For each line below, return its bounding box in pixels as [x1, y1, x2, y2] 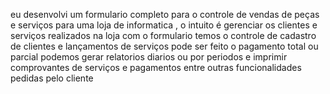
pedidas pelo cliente [10, 72, 94, 84]
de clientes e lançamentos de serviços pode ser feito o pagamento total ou [10, 40, 319, 52]
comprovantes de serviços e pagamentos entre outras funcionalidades [10, 62, 302, 73]
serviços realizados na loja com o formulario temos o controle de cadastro [10, 30, 317, 41]
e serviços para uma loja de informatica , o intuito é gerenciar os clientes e [10, 19, 318, 31]
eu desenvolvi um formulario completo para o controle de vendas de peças [10, 9, 320, 20]
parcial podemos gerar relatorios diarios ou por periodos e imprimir [10, 51, 288, 63]
